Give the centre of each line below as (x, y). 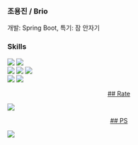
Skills (17, 47)
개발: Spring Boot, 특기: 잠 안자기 (54, 28)
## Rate (119, 93)
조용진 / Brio (28, 11)
